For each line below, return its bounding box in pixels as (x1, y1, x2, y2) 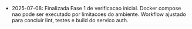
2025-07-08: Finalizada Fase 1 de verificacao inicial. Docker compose (11, 5, 181, 11)
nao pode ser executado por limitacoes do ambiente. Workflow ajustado (11, 11, 186, 18)
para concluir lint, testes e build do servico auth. (11, 17, 129, 23)
